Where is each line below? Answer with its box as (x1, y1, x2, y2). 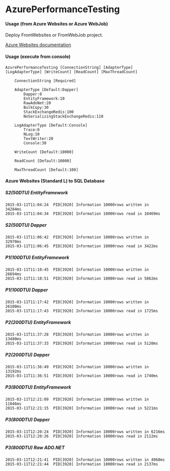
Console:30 (23, 140, 47, 145)
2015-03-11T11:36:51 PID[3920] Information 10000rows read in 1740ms (5, 373, 158, 378)
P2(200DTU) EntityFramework (5, 319, 71, 325)
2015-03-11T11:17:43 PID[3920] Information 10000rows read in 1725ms (5, 309, 158, 314)
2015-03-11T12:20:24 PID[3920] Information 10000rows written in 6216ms (5, 429, 165, 434)
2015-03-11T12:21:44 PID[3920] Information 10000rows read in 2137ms (5, 461, 158, 466)
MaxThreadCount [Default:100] (14, 167, 79, 172)
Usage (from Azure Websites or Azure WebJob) (5, 20, 108, 26)
